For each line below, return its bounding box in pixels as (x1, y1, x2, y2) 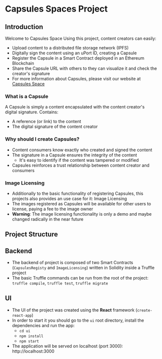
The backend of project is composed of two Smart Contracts (12, 260, 133, 265)
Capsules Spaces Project (5, 3, 108, 15)
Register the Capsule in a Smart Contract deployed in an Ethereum (12, 55, 145, 61)
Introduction (5, 23, 44, 31)
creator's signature (12, 71, 50, 76)
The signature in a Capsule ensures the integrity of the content (12, 152, 137, 158)
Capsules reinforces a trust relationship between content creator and (12, 162, 150, 168)
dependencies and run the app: (12, 322, 75, 328)
